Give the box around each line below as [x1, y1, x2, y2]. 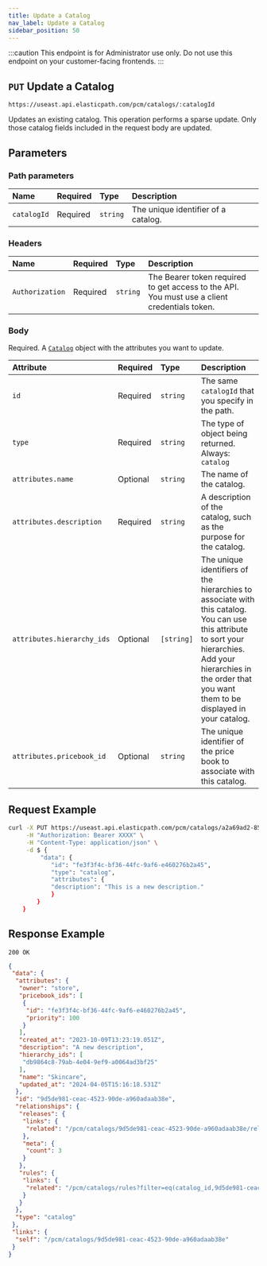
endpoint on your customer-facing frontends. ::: [8, 56, 164, 66]
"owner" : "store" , [18, 985, 80, 993]
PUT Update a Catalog [8, 79, 114, 93]
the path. [200, 405, 234, 416]
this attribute [200, 624, 249, 635]
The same [200, 375, 238, 386]
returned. [200, 438, 236, 449]
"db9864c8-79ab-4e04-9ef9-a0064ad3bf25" [22, 1058, 158, 1066]
